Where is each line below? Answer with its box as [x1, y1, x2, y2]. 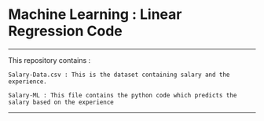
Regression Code [8, 22, 123, 40]
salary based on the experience [8, 98, 114, 106]
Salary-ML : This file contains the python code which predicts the [8, 91, 237, 99]
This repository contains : [8, 55, 91, 64]
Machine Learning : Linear [8, 5, 182, 24]
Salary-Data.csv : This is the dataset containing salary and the [8, 71, 230, 79]
